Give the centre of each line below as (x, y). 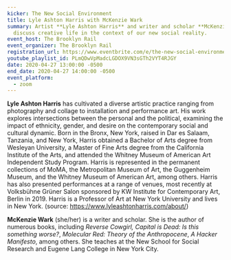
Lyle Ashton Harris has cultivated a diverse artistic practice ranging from (111, 103)
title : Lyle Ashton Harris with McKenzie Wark (75, 20)
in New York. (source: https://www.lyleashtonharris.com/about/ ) (98, 206)
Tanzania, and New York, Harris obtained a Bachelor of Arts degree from (110, 140)
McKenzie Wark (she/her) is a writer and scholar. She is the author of (106, 220)
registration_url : (33, 52)
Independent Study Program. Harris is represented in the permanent (104, 162)
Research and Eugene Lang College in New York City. (83, 249)
